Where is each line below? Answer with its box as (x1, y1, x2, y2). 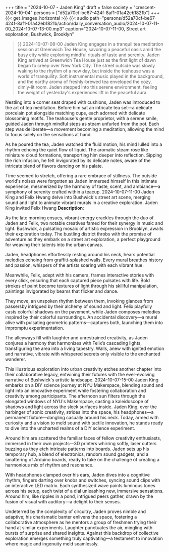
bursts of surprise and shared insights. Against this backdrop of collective (5, 530, 159, 536)
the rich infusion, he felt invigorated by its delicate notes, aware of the (5, 157, 151, 164)
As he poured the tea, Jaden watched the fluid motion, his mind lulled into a (5, 141, 162, 147)
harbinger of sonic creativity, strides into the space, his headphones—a (5, 409, 154, 415)
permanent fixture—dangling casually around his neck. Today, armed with (5, 415, 159, 420)
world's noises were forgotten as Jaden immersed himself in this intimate (5, 178, 157, 184)
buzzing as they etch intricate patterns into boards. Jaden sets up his (5, 446, 149, 452)
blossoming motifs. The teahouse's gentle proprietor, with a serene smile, (5, 115, 158, 121)
